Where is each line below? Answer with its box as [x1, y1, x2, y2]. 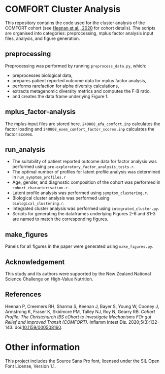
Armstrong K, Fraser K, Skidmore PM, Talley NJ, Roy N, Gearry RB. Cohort [5, 308, 155, 314]
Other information [5, 341, 80, 353]
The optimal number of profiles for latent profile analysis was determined [12, 169, 161, 175]
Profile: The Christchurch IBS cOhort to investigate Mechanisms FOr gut [5, 314, 152, 320]
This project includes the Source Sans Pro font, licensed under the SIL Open [5, 358, 160, 364]
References [5, 290, 41, 299]
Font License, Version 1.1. [5, 363, 56, 369]
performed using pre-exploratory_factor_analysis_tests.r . [12, 164, 135, 170]
